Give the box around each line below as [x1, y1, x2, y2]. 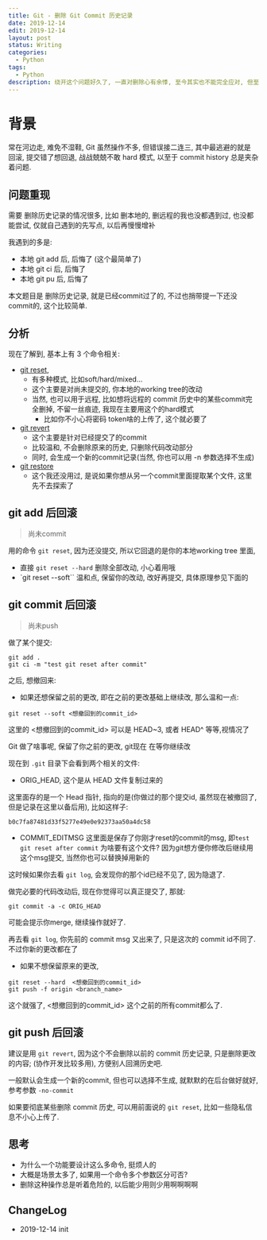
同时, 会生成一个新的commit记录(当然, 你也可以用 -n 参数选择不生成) [31, 452, 255, 462]
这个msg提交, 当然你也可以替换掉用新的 [19, 852, 150, 862]
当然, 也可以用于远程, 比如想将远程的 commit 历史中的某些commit [31, 394, 246, 404]
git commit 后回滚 [8, 598, 97, 612]
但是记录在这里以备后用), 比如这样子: [8, 802, 129, 812]
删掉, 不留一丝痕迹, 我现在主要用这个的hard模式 [38, 405, 195, 414]
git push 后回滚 [8, 1026, 83, 1040]
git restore [19, 462, 54, 471]
